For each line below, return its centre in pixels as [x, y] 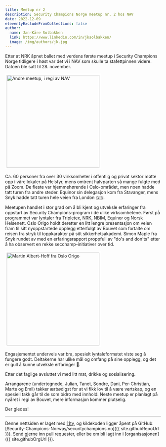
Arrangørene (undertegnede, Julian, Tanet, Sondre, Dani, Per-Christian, [78, 384]
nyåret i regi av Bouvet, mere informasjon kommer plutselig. [66, 399]
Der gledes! [17, 409]
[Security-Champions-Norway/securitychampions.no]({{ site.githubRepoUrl [82, 428]
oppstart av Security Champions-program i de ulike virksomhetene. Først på [83, 212]
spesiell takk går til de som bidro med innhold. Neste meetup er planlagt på [82, 394]
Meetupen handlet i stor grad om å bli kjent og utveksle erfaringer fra [75, 207]
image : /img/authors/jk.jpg [39, 42]
